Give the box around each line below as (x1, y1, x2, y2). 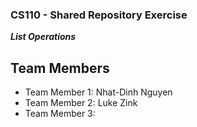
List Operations (10, 31, 77, 43)
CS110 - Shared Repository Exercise (10, 8, 188, 22)
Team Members (10, 59, 110, 77)
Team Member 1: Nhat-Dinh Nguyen (24, 86, 173, 98)
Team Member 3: (24, 108, 96, 120)
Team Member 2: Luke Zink (24, 97, 138, 109)
